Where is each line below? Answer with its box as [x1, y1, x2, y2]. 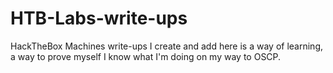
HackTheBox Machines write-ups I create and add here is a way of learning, [10, 40, 324, 52]
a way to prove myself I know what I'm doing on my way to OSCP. [10, 50, 282, 62]
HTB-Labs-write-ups [10, 7, 188, 30]
